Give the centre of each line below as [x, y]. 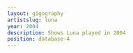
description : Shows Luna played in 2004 [67, 33]
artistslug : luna [32, 20]
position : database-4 [39, 39]
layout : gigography [36, 13]
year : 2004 [23, 26]
